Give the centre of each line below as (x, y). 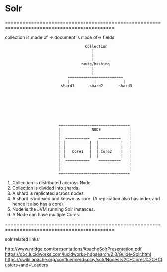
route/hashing (95, 64)
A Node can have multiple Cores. (46, 214)
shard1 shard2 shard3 (96, 86)
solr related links (22, 239)
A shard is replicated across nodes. (48, 193)
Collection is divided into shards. (46, 188)
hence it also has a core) (38, 204)
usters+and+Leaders (27, 265)
